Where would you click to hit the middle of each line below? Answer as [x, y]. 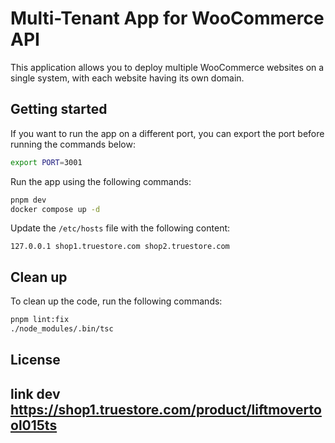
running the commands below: [73, 144]
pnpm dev [28, 200]
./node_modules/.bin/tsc [62, 329]
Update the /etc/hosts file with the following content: [120, 228]
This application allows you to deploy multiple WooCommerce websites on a [167, 67]
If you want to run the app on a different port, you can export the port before [167, 133]
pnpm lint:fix [40, 320]
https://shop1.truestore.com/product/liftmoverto [166, 409]
